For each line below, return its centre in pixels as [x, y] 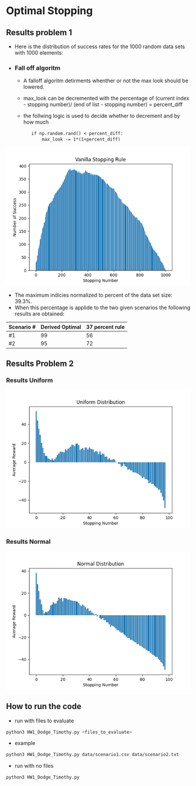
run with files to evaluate [44, 720]
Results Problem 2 [40, 364]
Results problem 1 [39, 33]
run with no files [34, 766]
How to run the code [44, 707]
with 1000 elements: [39, 53]
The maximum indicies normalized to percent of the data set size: [93, 295]
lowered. [34, 87]
